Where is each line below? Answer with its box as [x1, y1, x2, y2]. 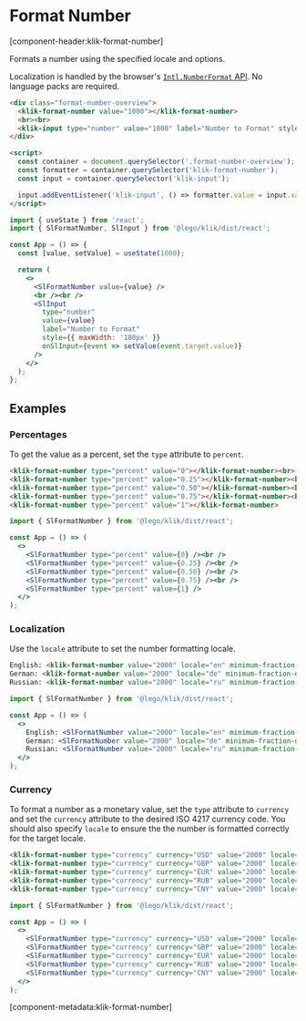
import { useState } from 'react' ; [9, 215, 145, 224]
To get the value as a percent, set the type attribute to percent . [9, 449, 244, 459]
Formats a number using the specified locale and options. [9, 53, 226, 64]
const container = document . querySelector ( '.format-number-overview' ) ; [17, 157, 296, 167]
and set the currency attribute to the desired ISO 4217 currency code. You [9, 813, 286, 825]
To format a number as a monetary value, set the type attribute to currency [9, 804, 290, 815]
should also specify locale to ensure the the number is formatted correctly [9, 823, 290, 834]
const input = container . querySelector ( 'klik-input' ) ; [17, 174, 230, 183]
